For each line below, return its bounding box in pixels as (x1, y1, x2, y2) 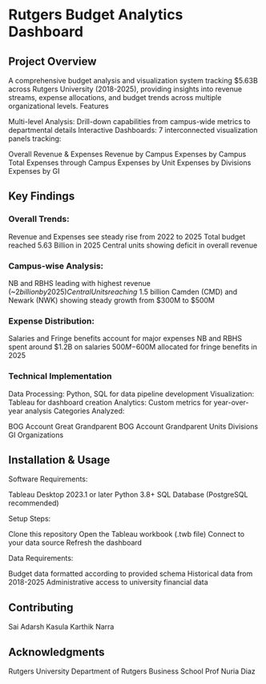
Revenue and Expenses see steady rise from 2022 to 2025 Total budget (8, 231, 246, 241)
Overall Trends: (8, 214, 70, 225)
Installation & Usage (8, 453, 111, 466)
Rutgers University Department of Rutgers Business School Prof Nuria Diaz (8, 666, 256, 676)
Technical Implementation (8, 371, 112, 382)
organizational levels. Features (8, 102, 110, 111)
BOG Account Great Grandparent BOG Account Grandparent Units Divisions (8, 421, 259, 431)
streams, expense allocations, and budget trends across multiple (8, 93, 222, 102)
